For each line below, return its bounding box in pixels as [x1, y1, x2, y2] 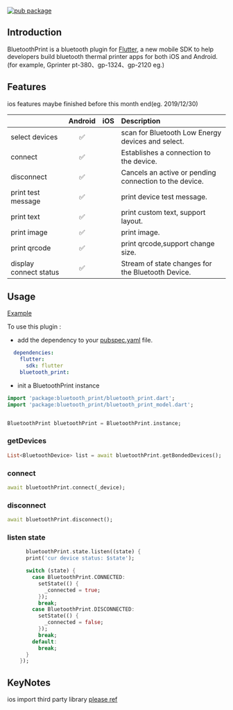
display [10, 259, 35, 268]
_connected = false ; [44, 619, 104, 626]
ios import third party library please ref [7, 695, 118, 704]
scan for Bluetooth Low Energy [121, 128, 222, 137]
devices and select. [121, 136, 184, 146]
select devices [10, 132, 58, 141]
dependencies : [13, 349, 54, 356]
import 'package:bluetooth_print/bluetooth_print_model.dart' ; [7, 401, 194, 408]
